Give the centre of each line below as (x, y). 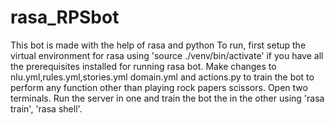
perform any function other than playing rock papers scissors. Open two (159, 87)
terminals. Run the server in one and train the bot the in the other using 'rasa (167, 98)
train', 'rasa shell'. (46, 108)
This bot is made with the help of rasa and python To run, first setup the (158, 45)
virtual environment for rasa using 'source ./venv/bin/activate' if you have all (167, 55)
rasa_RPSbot (65, 17)
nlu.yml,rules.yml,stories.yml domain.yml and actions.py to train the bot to (162, 77)
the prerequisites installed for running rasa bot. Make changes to (143, 66)
